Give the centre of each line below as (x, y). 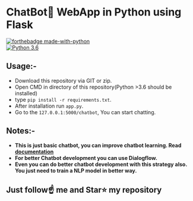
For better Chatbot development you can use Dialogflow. (86, 158)
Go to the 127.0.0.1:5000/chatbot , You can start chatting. (85, 112)
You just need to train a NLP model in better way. (76, 170)
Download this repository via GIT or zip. (63, 80)
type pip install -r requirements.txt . (63, 99)
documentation (34, 152)
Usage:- (21, 66)
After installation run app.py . (49, 106)
